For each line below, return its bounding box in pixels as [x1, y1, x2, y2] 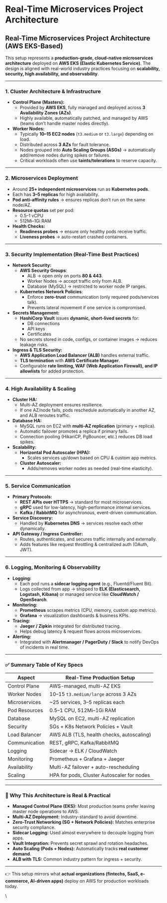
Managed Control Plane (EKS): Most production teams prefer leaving [12, 803, 155, 809]
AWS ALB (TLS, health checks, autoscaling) [49, 731, 152, 738]
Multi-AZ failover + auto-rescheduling [49, 764, 140, 771]
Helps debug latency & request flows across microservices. [19, 628, 142, 634]
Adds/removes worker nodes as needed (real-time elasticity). [27, 465, 153, 472]
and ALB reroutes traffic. [19, 412, 71, 418]
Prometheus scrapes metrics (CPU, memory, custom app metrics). [19, 607, 158, 613]
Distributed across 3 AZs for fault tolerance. [19, 142, 110, 148]
